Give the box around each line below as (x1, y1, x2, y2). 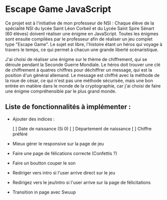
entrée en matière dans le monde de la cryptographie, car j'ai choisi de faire (5, 82, 161, 88)
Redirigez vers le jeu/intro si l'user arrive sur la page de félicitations (12, 179, 151, 185)
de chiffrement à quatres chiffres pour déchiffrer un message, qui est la (5, 66, 153, 73)
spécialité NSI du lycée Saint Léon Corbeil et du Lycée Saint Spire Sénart (5, 25, 155, 31)
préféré (12, 131, 28, 137)
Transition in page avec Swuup (12, 189, 76, 195)
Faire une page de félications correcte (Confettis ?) (12, 150, 118, 156)
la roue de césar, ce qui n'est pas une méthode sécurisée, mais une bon (5, 77, 153, 83)
